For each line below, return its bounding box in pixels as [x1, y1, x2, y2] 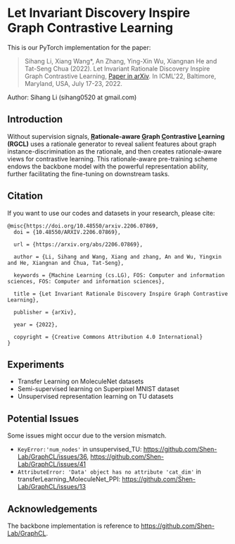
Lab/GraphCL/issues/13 [17, 483, 87, 491]
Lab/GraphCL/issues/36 [17, 452, 87, 461]
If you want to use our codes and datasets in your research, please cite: [7, 209, 215, 217]
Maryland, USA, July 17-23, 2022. [24, 79, 123, 87]
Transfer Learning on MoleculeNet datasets [17, 377, 144, 385]
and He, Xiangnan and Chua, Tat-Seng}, [7, 259, 125, 266]
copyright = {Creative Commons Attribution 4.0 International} [13, 333, 203, 340]
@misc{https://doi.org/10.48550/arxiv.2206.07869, [7, 222, 159, 230]
